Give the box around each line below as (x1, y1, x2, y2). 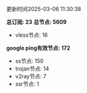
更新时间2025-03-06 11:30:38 (6, 6, 82, 12)
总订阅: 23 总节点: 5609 (6, 18, 67, 26)
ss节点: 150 (15, 58, 44, 64)
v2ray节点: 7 (15, 73, 47, 80)
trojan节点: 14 (15, 65, 50, 72)
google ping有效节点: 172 (6, 45, 71, 51)
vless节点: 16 (15, 31, 48, 39)
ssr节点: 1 (15, 80, 40, 87)
